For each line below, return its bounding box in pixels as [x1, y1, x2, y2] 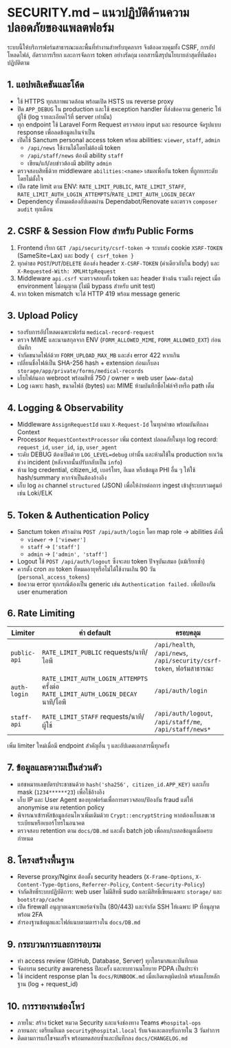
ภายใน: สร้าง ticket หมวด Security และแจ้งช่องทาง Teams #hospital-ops [16, 1018, 201, 1027]
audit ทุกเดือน [16, 205, 54, 213]
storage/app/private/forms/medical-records [16, 368, 144, 375]
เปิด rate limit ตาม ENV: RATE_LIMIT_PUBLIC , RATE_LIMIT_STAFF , [16, 182, 186, 190]
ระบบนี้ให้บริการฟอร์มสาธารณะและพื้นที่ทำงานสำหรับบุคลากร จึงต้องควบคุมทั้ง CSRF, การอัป [7, 43, 215, 51]
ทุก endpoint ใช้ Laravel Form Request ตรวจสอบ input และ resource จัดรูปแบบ [16, 120, 221, 129]
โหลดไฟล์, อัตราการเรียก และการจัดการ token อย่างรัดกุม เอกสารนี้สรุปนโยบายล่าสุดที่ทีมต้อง [7, 50, 217, 59]
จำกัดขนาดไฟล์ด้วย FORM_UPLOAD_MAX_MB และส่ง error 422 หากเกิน [16, 351, 180, 359]
